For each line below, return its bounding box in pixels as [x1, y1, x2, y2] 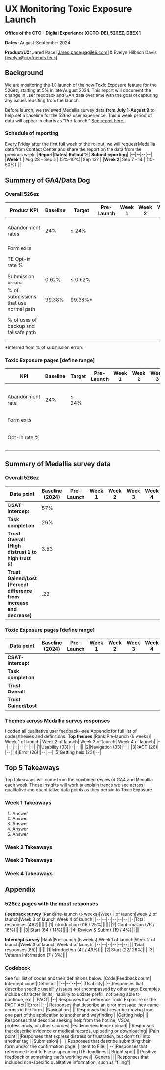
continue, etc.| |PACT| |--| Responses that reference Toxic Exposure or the [5, 997, 156, 1003]
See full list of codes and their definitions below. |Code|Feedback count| [5, 976, 151, 981]
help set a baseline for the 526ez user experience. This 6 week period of [5, 112, 152, 118]
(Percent [7, 581, 28, 588]
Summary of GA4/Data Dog [5, 176, 90, 185]
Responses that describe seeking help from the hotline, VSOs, [5, 1017, 131, 1023]
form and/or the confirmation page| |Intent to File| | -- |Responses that [5, 1043, 147, 1049]
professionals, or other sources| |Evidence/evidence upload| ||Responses [5, 1023, 154, 1029]
